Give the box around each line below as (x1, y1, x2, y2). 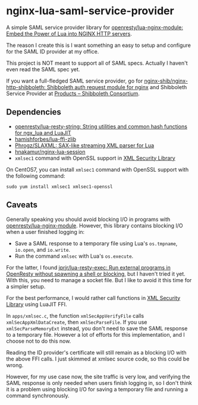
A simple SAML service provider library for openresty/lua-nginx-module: (6, 24, 183, 31)
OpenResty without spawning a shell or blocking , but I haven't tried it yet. (6, 270, 186, 277)
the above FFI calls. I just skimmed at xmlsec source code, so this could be (6, 355, 190, 362)
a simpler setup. (6, 283, 46, 290)
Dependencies (6, 107, 61, 117)
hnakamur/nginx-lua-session (14, 148, 86, 155)
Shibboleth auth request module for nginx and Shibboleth (46, 83, 187, 90)
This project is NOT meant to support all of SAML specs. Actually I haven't (6, 59, 188, 67)
